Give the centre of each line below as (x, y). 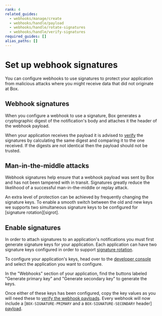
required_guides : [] (26, 37)
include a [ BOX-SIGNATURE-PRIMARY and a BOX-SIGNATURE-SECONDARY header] (78, 303)
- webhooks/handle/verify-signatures (48, 32)
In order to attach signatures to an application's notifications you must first (80, 240)
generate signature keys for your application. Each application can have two (81, 244)
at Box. (12, 89)
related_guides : (21, 14)
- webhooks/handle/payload (37, 23)
